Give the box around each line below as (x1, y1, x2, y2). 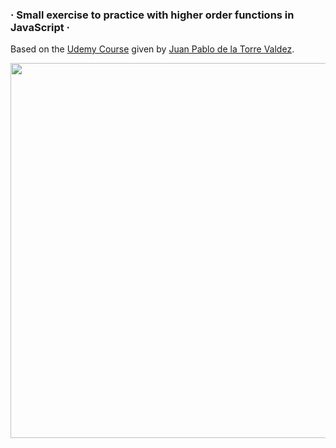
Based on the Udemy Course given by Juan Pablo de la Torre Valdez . (10, 43, 295, 55)
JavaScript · (10, 20, 71, 34)
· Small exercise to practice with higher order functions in (10, 8, 295, 22)
